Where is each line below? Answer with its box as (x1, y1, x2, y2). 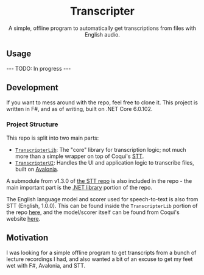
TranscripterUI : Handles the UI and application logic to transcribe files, (15, 159, 194, 166)
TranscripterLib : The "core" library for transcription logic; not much (15, 146, 187, 153)
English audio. (84, 30, 121, 38)
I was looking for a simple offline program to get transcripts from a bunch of (6, 249, 197, 256)
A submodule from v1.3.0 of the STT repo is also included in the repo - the (6, 177, 192, 184)
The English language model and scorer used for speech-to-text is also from (6, 195, 199, 202)
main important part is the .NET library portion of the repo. (6, 184, 152, 191)
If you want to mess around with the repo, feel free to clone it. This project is (6, 99, 198, 106)
